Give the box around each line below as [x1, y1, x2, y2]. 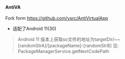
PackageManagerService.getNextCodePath [17, 48, 109, 54]
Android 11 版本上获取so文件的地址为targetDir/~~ [17, 36, 120, 42]
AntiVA [5, 4, 21, 10]
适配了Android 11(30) [12, 26, 57, 32]
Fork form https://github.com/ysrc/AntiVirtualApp [5, 15, 108, 21]
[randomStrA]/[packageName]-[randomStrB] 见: [17, 43, 119, 49]
